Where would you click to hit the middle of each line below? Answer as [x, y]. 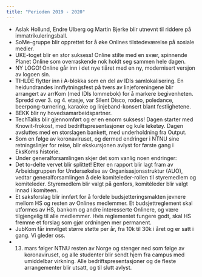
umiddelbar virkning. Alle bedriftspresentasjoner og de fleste [100, 261]
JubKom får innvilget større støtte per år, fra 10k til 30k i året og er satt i [104, 229]
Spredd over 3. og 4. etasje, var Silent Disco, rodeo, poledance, [94, 100]
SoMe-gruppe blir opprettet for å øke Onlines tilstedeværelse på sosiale [105, 42]
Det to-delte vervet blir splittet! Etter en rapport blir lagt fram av [94, 164]
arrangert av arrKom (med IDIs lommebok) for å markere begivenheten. [104, 93]
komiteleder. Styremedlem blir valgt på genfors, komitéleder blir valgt [101, 184]
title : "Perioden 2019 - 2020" [46, 12]
